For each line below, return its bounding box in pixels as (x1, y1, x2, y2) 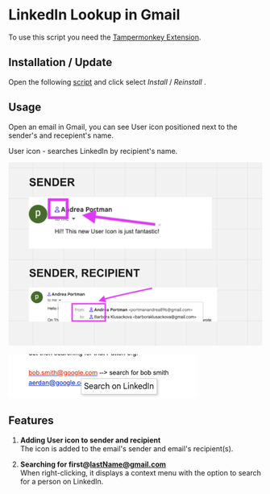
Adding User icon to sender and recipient (19, 435, 161, 445)
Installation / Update (8, 56, 113, 69)
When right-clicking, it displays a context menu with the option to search (19, 467, 262, 477)
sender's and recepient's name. (8, 131, 114, 140)
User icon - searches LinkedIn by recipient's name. (8, 146, 178, 156)
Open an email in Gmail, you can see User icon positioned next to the (8, 122, 238, 131)
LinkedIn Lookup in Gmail (8, 6, 181, 24)
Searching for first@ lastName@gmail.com (19, 459, 167, 469)
